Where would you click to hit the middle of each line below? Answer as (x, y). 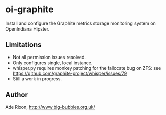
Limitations (23, 45)
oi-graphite (30, 9)
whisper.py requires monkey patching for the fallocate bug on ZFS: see (87, 68)
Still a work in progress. (37, 79)
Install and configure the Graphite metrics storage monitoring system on (80, 23)
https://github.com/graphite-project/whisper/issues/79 (70, 73)
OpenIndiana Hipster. (27, 28)
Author (16, 95)
